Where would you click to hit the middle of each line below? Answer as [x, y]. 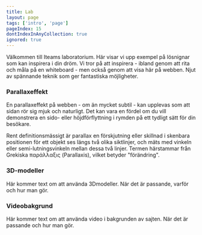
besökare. [19, 124]
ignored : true [24, 40]
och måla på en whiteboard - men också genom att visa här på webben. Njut [101, 70]
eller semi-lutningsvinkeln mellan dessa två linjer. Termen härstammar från [99, 149]
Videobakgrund [29, 205]
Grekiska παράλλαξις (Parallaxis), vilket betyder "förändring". [83, 155]
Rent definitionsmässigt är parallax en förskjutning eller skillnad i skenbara [98, 136]
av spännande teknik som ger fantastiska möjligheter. [72, 76]
